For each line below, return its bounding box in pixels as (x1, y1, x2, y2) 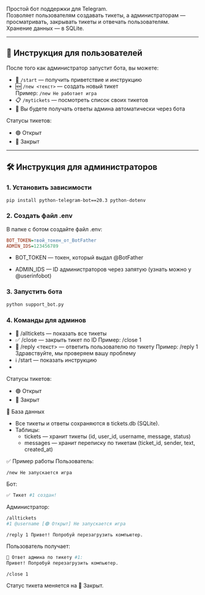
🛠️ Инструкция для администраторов (6, 162, 157, 173)
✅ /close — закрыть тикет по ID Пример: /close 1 (15, 336, 142, 344)
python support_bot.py (6, 301, 64, 308)
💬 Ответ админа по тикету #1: (6, 555, 84, 561)
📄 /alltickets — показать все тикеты (15, 330, 107, 337)
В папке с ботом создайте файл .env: (6, 225, 103, 233)
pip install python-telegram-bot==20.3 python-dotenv (6, 197, 146, 203)
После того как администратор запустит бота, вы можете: (6, 64, 159, 71)
